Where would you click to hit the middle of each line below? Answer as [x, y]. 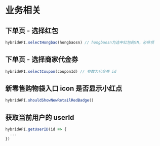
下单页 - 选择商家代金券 [42, 59]
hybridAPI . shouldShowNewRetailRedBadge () [50, 101]
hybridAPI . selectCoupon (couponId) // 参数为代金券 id [61, 71]
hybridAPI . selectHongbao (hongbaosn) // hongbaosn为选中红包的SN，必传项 [80, 42]
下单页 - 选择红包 [32, 31]
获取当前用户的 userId [40, 117]
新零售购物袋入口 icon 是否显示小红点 [64, 88]
